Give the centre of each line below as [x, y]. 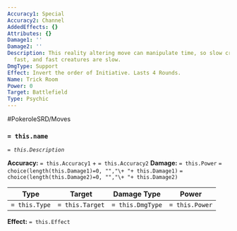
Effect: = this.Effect [39, 222]
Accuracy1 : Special [36, 14]
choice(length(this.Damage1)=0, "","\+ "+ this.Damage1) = [95, 171]
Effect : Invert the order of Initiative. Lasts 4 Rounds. [94, 73]
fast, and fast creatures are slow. [67, 60]
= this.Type [31, 205]
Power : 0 [20, 86]
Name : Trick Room [33, 79]
